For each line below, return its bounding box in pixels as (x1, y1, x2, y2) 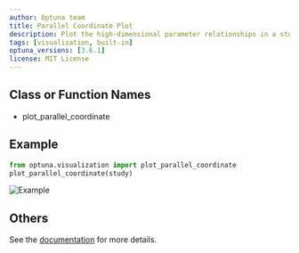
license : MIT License (9, 54, 90, 63)
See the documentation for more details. (9, 234, 158, 245)
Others (9, 210, 49, 225)
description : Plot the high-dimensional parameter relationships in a (9, 29, 277, 38)
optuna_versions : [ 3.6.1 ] (9, 46, 105, 55)
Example (9, 137, 59, 152)
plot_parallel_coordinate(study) (9, 168, 133, 178)
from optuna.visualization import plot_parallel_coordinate (9, 160, 238, 169)
